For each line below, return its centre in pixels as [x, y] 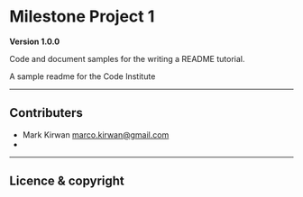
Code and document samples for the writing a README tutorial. [127, 58]
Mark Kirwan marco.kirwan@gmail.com [96, 134]
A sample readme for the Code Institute [83, 76]
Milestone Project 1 [82, 17]
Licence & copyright [67, 181]
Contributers [46, 113]
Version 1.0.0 [35, 41]
